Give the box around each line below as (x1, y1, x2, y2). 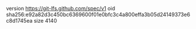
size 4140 (33, 17, 58, 24)
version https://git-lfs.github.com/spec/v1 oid (6, 5, 116, 12)
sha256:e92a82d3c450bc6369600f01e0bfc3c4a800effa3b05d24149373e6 (6, 11, 191, 18)
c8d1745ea (6, 17, 33, 24)
